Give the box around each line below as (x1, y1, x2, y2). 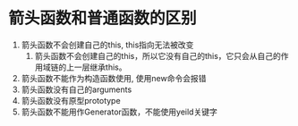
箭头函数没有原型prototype (21, 95, 122, 105)
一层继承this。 (73, 62, 127, 72)
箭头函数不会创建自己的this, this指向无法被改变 (21, 39, 194, 50)
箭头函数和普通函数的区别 (8, 8, 198, 29)
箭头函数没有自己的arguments (21, 84, 132, 95)
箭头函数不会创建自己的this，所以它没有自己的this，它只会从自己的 (34, 50, 281, 61)
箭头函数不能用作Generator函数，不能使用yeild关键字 (21, 106, 218, 117)
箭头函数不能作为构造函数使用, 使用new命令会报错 (21, 72, 207, 83)
